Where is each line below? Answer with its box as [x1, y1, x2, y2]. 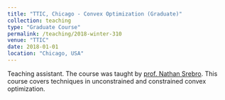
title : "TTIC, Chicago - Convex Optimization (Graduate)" [7, 10, 182, 18]
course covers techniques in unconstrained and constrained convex [7, 77, 207, 85]
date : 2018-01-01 [7, 43, 59, 50]
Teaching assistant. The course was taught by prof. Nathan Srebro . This [7, 69, 218, 78]
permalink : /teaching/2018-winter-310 [7, 30, 122, 38]
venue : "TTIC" [7, 37, 50, 44]
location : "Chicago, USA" [7, 50, 84, 57]
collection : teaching [7, 17, 72, 24]
